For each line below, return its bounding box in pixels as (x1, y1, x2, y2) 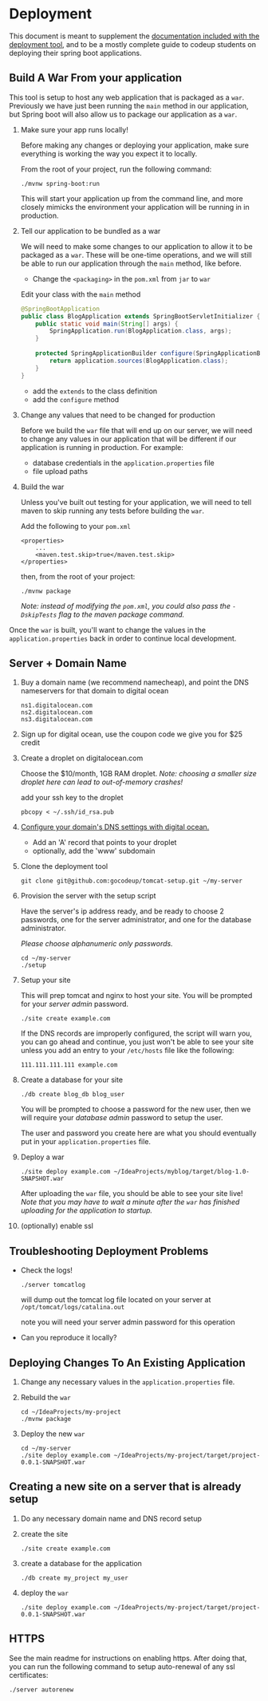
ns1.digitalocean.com (20, 701, 93, 710)
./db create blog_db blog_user (20, 1091, 125, 1099)
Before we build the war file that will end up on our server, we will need (20, 425, 253, 435)
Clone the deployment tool (20, 862, 108, 871)
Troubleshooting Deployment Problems (9, 1244, 209, 1257)
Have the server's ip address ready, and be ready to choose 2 (20, 906, 224, 916)
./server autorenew (9, 1685, 74, 1694)
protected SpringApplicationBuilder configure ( (35, 349, 196, 357)
